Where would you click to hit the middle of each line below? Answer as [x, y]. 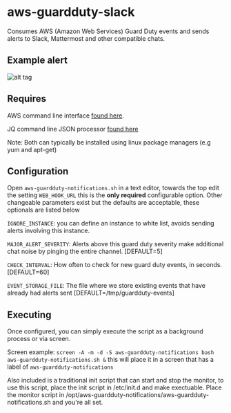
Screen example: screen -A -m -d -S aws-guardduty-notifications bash [111, 352]
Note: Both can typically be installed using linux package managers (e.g [109, 142]
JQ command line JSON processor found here [73, 129]
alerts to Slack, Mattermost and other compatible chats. [86, 38]
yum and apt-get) [32, 149]
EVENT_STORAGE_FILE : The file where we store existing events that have [106, 286]
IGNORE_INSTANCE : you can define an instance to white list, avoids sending [111, 223]
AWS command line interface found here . [66, 116]
